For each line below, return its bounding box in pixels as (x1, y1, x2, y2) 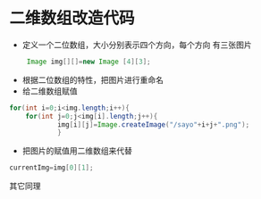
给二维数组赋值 (21, 86, 78, 96)
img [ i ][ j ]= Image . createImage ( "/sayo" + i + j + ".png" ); (56, 120, 250, 129)
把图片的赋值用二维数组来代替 (21, 145, 132, 156)
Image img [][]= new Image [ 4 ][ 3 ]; (26, 57, 151, 66)
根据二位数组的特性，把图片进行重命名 (21, 74, 164, 85)
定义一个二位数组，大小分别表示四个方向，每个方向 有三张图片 (21, 39, 252, 50)
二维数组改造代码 (9, 8, 136, 29)
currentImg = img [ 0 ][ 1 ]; (9, 163, 94, 172)
